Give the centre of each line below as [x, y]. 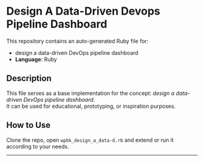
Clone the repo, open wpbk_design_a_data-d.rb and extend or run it [90, 140]
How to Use [29, 125]
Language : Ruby [36, 59]
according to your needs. [38, 146]
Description [29, 78]
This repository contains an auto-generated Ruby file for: [77, 41]
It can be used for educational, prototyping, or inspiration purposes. [91, 106]
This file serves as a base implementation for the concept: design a [90, 93]
